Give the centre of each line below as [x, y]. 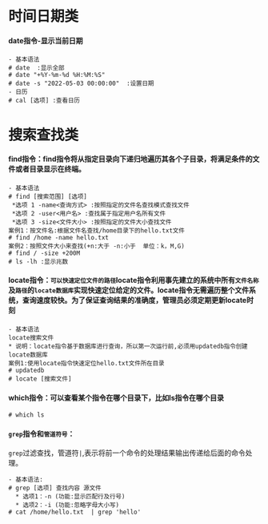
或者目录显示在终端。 [50, 169]
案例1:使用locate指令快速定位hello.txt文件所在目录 [86, 363]
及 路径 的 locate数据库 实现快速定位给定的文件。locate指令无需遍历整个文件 [129, 290]
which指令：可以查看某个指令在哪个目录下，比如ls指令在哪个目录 [116, 397]
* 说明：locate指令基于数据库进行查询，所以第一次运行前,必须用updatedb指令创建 [128, 346]
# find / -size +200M [44, 253]
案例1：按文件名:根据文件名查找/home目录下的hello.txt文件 [97, 230]
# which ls [26, 415]
